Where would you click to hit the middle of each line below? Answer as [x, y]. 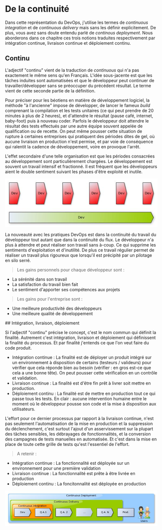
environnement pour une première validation [56, 468]
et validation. [25, 378]
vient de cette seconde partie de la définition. [50, 90]
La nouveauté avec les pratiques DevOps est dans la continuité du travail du [81, 234]
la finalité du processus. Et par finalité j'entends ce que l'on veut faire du [77, 343]
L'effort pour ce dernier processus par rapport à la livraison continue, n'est [79, 418]
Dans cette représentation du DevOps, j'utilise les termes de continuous [77, 22]
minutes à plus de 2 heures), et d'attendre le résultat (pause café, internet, [79, 116]
